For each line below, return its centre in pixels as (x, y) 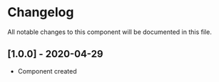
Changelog (41, 12)
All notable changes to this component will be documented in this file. (109, 32)
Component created (47, 71)
